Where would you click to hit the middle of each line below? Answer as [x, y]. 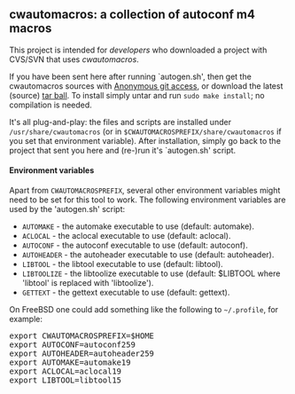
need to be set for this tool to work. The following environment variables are [147, 200]
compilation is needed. [51, 105]
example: [26, 319]
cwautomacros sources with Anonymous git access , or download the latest [146, 86]
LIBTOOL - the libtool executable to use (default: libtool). [122, 264]
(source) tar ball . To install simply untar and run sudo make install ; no [137, 95]
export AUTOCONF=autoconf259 [72, 345]
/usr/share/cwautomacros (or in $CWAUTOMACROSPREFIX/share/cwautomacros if [145, 131]
